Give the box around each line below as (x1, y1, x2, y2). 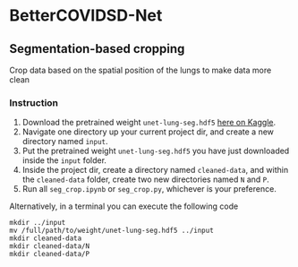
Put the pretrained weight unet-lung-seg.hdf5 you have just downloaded (21, 145, 290, 157)
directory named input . (21, 136, 109, 147)
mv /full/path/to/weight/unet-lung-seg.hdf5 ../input (9, 226, 215, 236)
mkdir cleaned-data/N (9, 242, 90, 251)
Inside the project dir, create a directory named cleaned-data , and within (21, 165, 289, 176)
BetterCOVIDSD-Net (9, 5, 163, 26)
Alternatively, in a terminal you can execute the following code (9, 201, 239, 211)
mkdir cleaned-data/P (9, 250, 90, 259)
